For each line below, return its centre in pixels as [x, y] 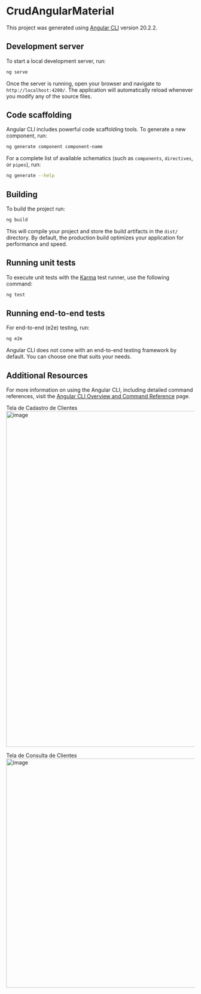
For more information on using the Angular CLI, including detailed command [100, 390]
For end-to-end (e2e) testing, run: [48, 328]
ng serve [17, 72]
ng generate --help [31, 176]
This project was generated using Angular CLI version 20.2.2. [82, 28]
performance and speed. [37, 244]
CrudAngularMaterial [60, 11]
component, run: [27, 136]
